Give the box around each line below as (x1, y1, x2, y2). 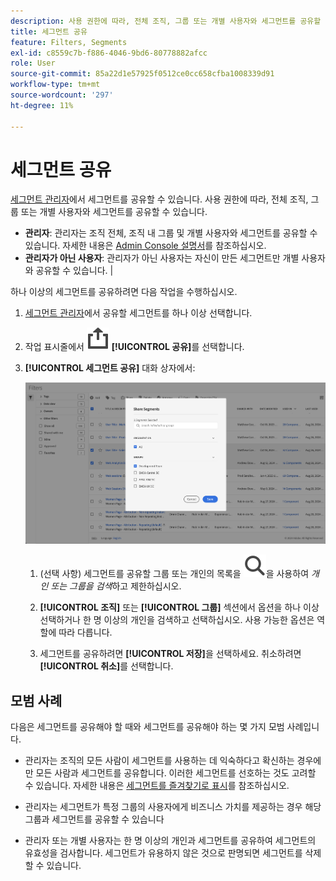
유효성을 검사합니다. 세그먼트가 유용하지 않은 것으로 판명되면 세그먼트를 (24, 846, 303, 859)
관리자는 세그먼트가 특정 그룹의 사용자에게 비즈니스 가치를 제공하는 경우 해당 (24, 800, 322, 812)
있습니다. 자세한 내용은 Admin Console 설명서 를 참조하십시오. (24, 240, 267, 252)
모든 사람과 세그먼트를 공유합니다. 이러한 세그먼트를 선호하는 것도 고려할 (35, 766, 317, 779)
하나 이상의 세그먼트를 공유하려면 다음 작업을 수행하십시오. (10, 286, 238, 298)
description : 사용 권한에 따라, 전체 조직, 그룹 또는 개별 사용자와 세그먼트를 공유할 (10, 16, 322, 26)
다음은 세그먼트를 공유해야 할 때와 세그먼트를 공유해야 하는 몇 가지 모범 (10, 720, 285, 732)
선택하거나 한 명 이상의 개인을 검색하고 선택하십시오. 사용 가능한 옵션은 (39, 614, 315, 626)
